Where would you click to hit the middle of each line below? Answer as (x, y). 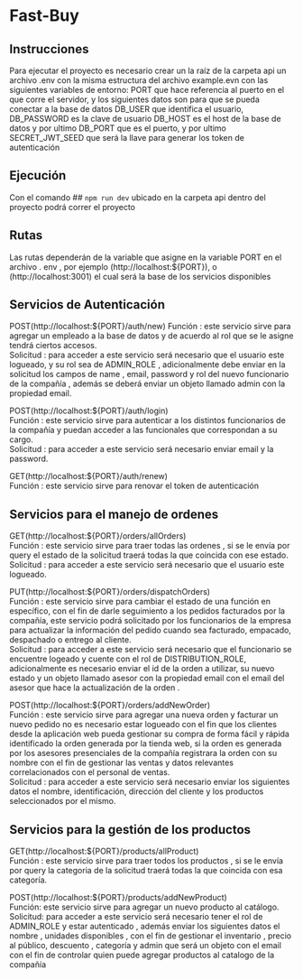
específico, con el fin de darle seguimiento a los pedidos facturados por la (147, 611)
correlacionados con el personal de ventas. (90, 772)
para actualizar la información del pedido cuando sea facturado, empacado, (150, 630)
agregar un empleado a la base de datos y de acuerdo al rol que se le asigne (151, 336)
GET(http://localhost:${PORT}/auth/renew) (89, 476)
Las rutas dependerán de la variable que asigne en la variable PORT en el (146, 257)
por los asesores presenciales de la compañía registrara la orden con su (143, 753)
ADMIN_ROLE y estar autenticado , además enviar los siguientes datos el (145, 927)
